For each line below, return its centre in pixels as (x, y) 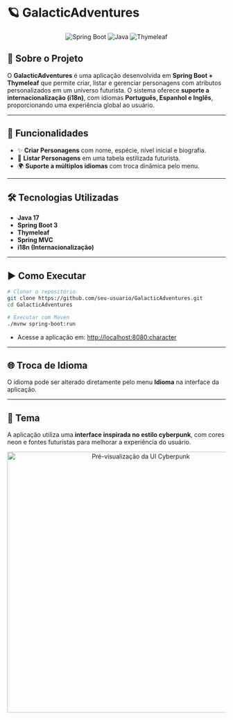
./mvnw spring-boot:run (42, 323)
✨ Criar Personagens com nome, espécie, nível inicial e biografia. (112, 150)
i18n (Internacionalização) (56, 248)
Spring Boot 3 (37, 225)
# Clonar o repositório (42, 292)
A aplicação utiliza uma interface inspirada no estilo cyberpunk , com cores (116, 435)
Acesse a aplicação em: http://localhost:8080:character (97, 337)
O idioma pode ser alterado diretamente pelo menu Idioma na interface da (113, 382)
